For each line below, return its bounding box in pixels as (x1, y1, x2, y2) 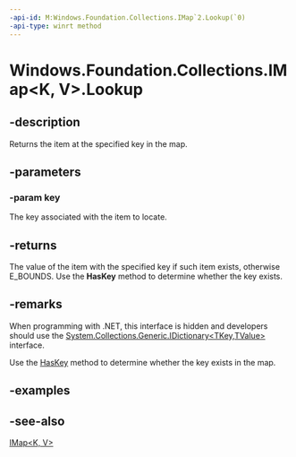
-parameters (9, 164, 81, 179)
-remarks (9, 297, 63, 312)
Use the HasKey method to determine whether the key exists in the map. (9, 357, 276, 367)
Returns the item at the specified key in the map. (9, 138, 188, 149)
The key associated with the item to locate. (9, 211, 167, 222)
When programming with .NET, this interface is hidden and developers (9, 320, 268, 332)
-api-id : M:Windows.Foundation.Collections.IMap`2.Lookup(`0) (9, 13, 246, 22)
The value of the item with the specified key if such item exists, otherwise (9, 262, 280, 272)
